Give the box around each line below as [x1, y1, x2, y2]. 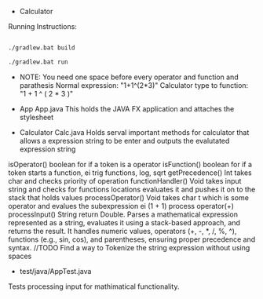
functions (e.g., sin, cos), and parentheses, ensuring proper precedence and [8, 235, 256, 244]
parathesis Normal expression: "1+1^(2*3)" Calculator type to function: [19, 80, 249, 89]
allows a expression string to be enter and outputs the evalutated [19, 136, 230, 145]
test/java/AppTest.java [19, 266, 92, 275]
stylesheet [19, 112, 54, 122]
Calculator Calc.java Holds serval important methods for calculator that [19, 127, 250, 137]
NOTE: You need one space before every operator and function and [19, 72, 239, 82]
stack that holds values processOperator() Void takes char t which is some [8, 192, 250, 202]
